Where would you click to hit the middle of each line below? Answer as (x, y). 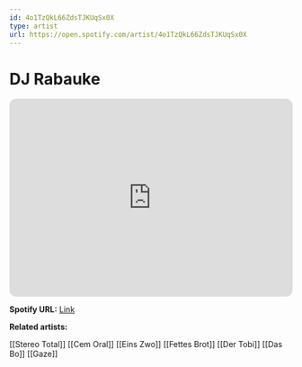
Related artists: (39, 327)
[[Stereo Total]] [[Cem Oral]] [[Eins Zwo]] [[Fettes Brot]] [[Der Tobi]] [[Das (146, 345)
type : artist (34, 26)
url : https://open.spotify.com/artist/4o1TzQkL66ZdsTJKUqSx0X (128, 34)
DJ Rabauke (55, 79)
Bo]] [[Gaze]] (34, 354)
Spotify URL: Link (42, 309)
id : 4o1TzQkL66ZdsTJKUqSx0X (62, 18)
